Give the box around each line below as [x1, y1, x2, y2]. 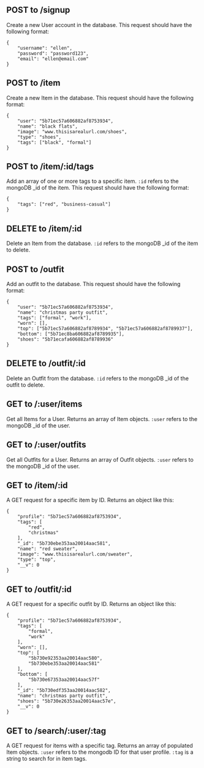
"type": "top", [17, 557, 56, 563]
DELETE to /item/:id [6, 223, 82, 234]
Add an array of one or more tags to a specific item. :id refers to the [6, 177, 179, 185]
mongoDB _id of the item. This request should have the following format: [6, 184, 189, 192]
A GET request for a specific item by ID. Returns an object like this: [6, 497, 175, 504]
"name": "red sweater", [17, 546, 78, 552]
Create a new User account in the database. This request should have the [6, 21, 192, 28]
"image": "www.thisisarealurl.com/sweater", [17, 551, 133, 557]
